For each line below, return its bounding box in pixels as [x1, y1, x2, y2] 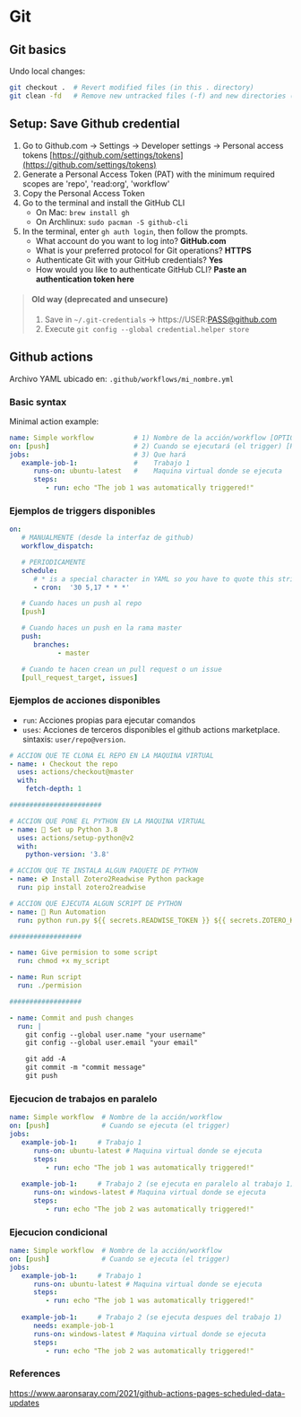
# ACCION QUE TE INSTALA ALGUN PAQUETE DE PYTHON [9, 866, 199, 875]
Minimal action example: [9, 415, 99, 427]
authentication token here [35, 274, 134, 284]
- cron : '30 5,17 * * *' [32, 583, 130, 592]
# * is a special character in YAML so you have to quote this [32, 574, 275, 584]
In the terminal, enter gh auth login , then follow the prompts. [21, 226, 248, 237]
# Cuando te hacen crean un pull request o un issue [21, 665, 222, 674]
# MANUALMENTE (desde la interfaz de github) [21, 534, 194, 543]
